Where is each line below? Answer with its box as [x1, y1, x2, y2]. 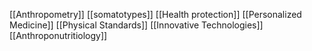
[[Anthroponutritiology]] [9, 30, 108, 41]
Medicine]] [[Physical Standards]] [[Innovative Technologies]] [9, 19, 264, 31]
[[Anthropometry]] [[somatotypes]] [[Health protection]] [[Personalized [9, 9, 302, 20]
